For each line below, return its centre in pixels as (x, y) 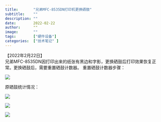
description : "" (21, 18)
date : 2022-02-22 (30, 23)
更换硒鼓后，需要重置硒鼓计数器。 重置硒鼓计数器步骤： (69, 67)
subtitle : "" (21, 14)
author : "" (21, 28)
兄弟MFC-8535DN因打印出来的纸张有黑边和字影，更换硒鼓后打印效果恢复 (79, 61)
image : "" (21, 32)
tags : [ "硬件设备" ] (31, 37)
